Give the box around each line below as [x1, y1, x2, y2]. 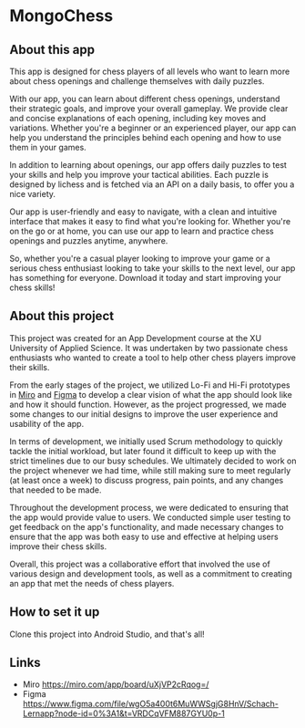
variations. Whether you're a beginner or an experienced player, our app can [9, 122, 297, 133]
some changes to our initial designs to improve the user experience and [9, 408, 279, 420]
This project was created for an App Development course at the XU [9, 332, 262, 343]
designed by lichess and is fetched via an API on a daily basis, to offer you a [9, 179, 295, 190]
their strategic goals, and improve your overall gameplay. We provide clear [9, 103, 289, 114]
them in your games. [9, 142, 86, 152]
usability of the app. [9, 418, 85, 429]
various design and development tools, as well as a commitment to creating [9, 567, 293, 579]
